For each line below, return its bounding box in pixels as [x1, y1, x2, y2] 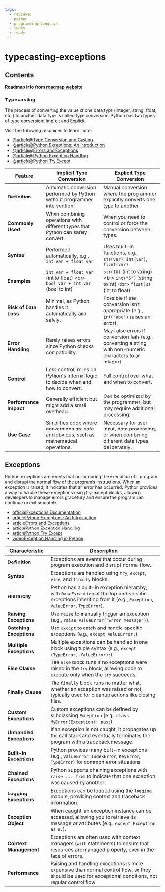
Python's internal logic [46, 372, 98, 379]
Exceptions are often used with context [50, 834, 140, 841]
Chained [7, 770, 28, 777]
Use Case [7, 431, 31, 438]
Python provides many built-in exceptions [50, 747, 147, 754]
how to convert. [46, 385, 82, 392]
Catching [7, 625, 29, 631]
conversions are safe [46, 426, 94, 432]
